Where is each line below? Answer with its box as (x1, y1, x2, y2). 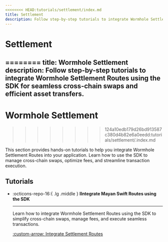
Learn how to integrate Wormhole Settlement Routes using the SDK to (12, 210, 156, 216)
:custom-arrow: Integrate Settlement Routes (12, 230, 103, 236)
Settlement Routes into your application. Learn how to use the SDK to (5, 152, 148, 158)
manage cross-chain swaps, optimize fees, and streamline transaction (5, 157, 150, 163)
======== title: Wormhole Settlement (5, 58, 128, 67)
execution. (5, 163, 27, 169)
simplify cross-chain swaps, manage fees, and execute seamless (12, 215, 147, 221)
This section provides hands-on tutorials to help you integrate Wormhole (5, 147, 155, 153)
